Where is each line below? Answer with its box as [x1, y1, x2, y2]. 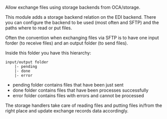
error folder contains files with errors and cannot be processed [12, 93, 144, 98]
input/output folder [5, 60, 49, 65]
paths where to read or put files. [5, 25, 72, 31]
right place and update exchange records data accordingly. [5, 108, 129, 113]
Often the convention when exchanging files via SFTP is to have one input [5, 35, 159, 41]
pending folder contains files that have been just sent [12, 82, 124, 88]
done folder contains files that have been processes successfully [12, 87, 149, 93]
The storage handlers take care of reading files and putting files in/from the [5, 102, 162, 108]
